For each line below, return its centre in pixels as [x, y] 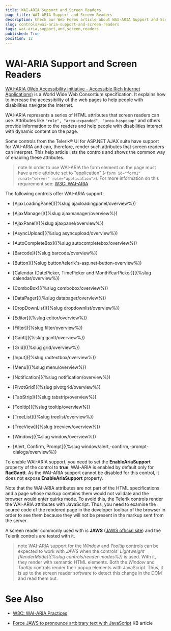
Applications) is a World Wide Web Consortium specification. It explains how [85, 94]
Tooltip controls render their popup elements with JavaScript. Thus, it [91, 567]
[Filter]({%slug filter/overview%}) [48, 328]
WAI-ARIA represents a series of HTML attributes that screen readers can [82, 115]
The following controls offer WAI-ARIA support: [55, 193]
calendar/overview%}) [36, 278]
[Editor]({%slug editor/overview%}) [50, 318]
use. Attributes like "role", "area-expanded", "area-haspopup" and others [83, 120]
